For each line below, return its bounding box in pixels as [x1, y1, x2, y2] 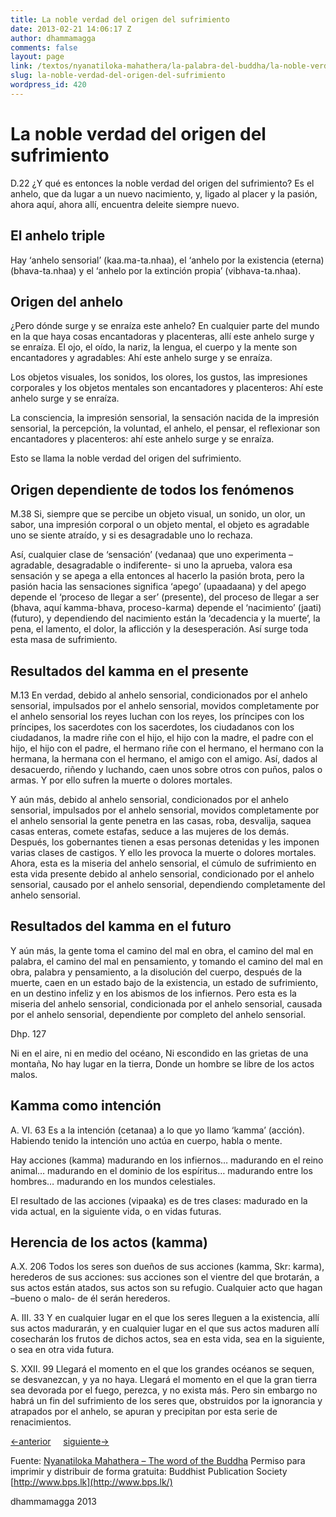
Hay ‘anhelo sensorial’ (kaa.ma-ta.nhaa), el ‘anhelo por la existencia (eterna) [10, 254, 325, 266]
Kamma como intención [10, 1097, 162, 1115]
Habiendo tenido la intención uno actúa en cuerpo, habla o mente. [10, 1134, 283, 1146]
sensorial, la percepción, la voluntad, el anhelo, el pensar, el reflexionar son [10, 422, 321, 435]
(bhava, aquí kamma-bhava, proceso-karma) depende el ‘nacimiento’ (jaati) [10, 602, 322, 614]
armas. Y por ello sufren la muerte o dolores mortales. [10, 774, 233, 786]
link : [10, 61, 33, 71]
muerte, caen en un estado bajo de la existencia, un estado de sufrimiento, [10, 976, 319, 988]
